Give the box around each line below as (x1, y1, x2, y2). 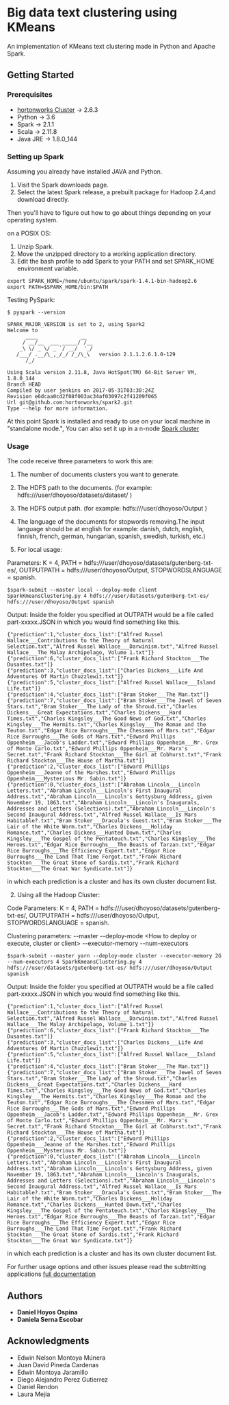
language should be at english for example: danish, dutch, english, (16, 525, 204, 533)
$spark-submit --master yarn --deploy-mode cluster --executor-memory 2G (7, 953, 222, 960)
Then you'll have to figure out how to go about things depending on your (7, 208, 212, 217)
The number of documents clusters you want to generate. (16, 470, 180, 478)
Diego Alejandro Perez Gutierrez (16, 1375, 108, 1384)
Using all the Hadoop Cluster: (16, 891, 100, 899)
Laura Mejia (16, 1390, 51, 1398)
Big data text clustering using (7, 5, 178, 21)
